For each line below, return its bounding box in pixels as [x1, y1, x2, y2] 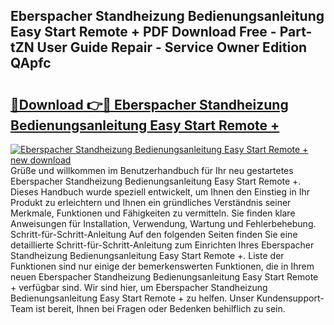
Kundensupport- [256, 292, 325, 304]
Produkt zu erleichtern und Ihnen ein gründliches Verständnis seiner [10, 197, 292, 208]
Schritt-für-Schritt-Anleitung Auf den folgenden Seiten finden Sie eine [10, 229, 298, 240]
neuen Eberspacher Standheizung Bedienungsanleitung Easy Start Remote [10, 271, 319, 283]
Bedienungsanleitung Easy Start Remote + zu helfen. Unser [10, 292, 255, 304]
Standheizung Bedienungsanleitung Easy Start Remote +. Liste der [10, 250, 285, 261]
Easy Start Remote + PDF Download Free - [10, 24, 277, 41]
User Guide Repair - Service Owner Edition [36, 39, 308, 56]
